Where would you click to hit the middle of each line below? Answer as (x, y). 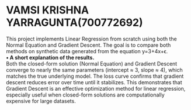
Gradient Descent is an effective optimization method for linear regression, (96, 88)
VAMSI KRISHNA (48, 10)
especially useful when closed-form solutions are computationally (85, 95)
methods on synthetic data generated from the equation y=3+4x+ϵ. (87, 51)
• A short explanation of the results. (50, 57)
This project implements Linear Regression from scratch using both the (91, 39)
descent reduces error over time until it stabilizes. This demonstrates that (94, 82)
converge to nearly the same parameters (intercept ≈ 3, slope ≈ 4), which (94, 70)
